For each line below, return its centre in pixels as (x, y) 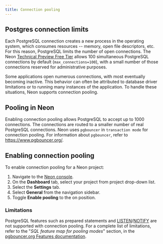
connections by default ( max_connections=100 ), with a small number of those (82, 62)
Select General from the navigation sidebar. (56, 192)
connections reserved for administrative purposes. (56, 67)
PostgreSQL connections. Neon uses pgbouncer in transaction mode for (77, 130)
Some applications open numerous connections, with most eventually (75, 77)
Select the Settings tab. (36, 187)
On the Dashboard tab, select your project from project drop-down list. (84, 182)
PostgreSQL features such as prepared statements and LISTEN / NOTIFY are (81, 221)
